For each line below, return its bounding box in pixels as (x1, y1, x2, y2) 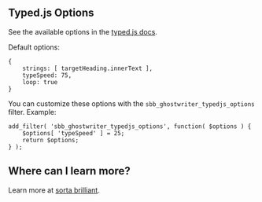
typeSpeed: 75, (22, 71, 72, 79)
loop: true (22, 78, 58, 86)
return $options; (22, 136, 79, 144)
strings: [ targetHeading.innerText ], (22, 64, 153, 72)
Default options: (8, 42, 61, 52)
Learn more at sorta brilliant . (8, 185, 100, 195)
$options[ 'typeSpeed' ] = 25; (22, 129, 125, 137)
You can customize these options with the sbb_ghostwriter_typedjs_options (8, 98, 255, 108)
